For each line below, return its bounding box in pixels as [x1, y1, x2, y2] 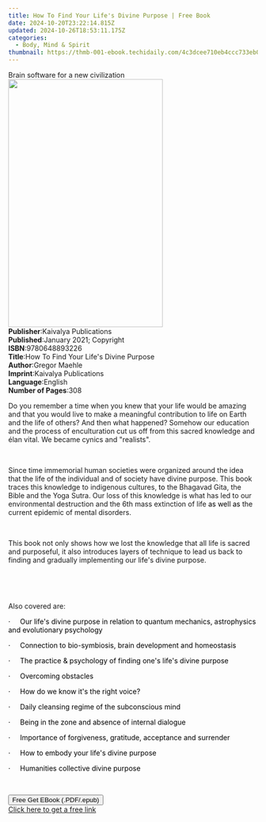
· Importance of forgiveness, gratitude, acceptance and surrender [8, 733, 230, 742]
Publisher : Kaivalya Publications [8, 327, 112, 336]
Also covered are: [8, 601, 66, 611]
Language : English [8, 378, 68, 386]
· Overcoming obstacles [8, 671, 93, 681]
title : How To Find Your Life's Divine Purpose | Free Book [8, 11, 211, 20]
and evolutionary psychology [8, 625, 103, 635]
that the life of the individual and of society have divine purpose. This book [8, 474, 253, 483]
